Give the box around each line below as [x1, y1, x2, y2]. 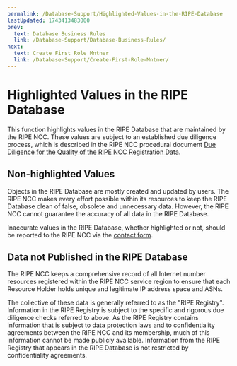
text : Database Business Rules [13, 30, 106, 37]
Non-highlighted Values [7, 168, 115, 180]
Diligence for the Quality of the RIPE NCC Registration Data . [7, 148, 181, 156]
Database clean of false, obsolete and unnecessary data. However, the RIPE [7, 202, 229, 211]
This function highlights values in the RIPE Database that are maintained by [7, 125, 226, 134]
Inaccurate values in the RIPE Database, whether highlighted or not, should [7, 223, 226, 232]
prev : [7, 23, 23, 30]
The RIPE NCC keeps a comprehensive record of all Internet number [7, 270, 207, 278]
